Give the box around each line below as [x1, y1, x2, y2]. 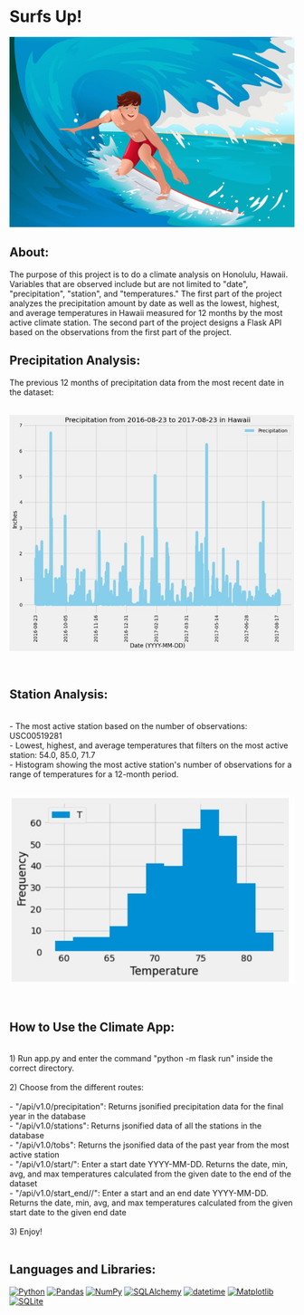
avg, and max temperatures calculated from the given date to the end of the [9, 1168, 292, 1179]
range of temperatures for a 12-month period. [9, 768, 179, 780]
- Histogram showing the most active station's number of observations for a [9, 759, 292, 770]
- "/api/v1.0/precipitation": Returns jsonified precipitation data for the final [9, 1101, 284, 1112]
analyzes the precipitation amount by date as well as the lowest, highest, [9, 297, 280, 309]
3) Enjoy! [9, 1226, 43, 1237]
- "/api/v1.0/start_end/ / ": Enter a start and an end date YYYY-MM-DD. [9, 1188, 269, 1199]
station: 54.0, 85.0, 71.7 [9, 749, 96, 760]
